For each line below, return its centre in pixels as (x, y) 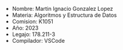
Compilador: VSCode (38, 41)
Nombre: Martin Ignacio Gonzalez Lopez (62, 9)
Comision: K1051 (32, 21)
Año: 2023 (25, 28)
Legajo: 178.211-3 (34, 34)
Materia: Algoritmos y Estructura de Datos (64, 15)
